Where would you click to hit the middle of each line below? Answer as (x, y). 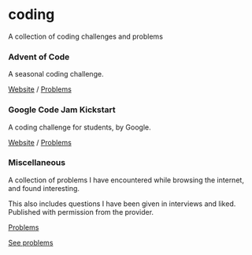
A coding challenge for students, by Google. (80, 127)
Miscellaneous (37, 163)
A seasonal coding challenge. (56, 74)
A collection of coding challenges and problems (86, 36)
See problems (31, 242)
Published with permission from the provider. (81, 212)
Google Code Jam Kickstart (62, 110)
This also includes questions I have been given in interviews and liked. (122, 204)
